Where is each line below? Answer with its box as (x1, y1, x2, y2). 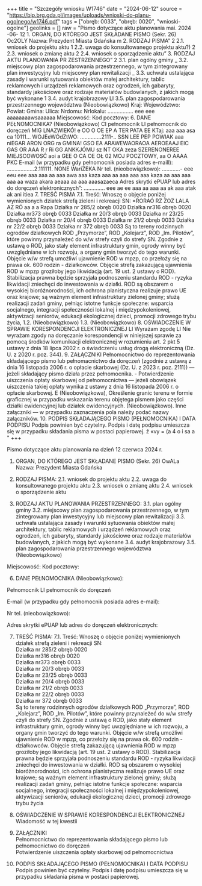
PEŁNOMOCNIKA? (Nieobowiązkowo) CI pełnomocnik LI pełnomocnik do (7, 121, 187, 127)
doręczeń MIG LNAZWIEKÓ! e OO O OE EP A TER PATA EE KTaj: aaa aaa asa (7, 127, 195, 134)
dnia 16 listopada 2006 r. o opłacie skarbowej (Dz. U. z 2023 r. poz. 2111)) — (7, 364, 195, 371)
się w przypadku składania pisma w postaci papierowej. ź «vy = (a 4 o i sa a (7, 428, 195, 435)
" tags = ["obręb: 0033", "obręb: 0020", (57, 18, 156, 25)
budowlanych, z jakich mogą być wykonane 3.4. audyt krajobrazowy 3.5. (15, 539, 196, 545)
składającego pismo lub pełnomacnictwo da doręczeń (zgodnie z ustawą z (7, 357, 192, 364)
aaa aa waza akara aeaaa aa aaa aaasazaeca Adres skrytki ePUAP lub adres (7, 178, 196, 185)
